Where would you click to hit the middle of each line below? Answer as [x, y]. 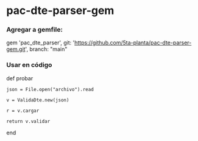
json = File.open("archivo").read [50, 89]
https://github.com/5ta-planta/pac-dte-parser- [133, 43]
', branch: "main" [46, 49]
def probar [20, 78]
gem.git [16, 49]
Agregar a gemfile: [34, 30]
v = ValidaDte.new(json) [38, 100]
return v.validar [28, 121]
